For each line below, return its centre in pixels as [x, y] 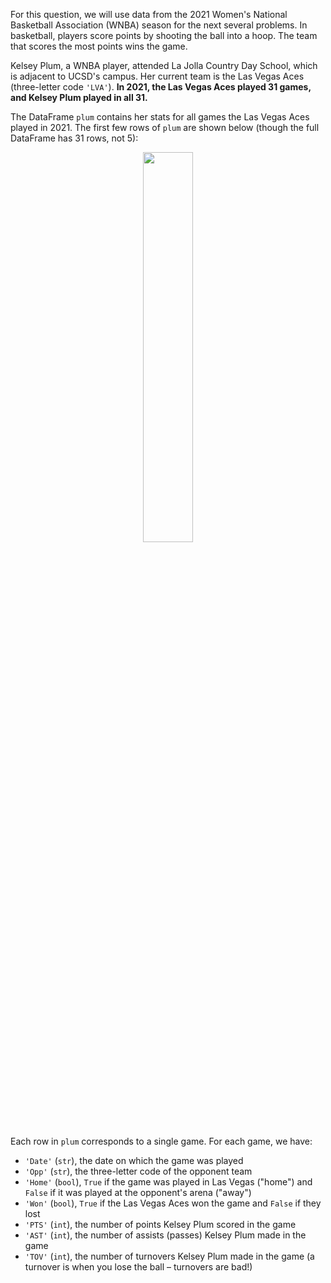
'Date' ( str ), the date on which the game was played [134, 1160]
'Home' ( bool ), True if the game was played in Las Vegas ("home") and [168, 1182]
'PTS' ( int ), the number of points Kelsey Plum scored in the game [160, 1224]
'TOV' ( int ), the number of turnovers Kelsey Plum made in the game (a [169, 1256]
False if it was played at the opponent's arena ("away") [138, 1192]
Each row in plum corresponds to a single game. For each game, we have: [161, 1141]
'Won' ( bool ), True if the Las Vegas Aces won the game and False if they [173, 1203]
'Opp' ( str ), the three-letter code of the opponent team [138, 1171]
